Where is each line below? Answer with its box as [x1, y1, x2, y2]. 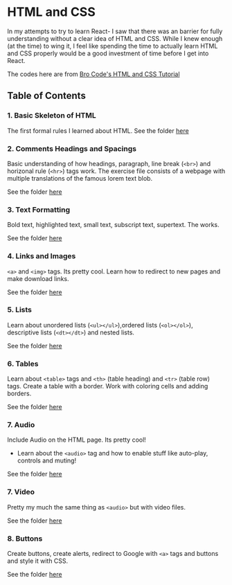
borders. [7, 389, 32, 398]
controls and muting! [17, 456, 77, 465]
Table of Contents [7, 90, 87, 102]
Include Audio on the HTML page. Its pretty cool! [7, 435, 147, 444]
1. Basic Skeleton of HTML [7, 111, 97, 120]
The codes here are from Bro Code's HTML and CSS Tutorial [7, 70, 180, 78]
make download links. [7, 274, 69, 282]
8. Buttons [7, 534, 43, 543]
